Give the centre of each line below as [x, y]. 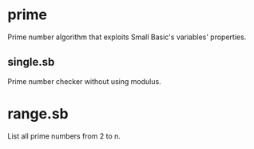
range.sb [38, 113]
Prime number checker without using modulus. [84, 81]
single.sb [31, 62]
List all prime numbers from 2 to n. [64, 136]
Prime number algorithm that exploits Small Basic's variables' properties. [127, 37]
